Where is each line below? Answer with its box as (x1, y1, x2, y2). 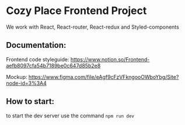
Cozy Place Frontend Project (6, 4, 147, 18)
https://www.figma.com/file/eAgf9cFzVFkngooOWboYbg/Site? (28, 73, 179, 80)
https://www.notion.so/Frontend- (70, 55, 150, 62)
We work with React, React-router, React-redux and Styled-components (6, 23, 179, 30)
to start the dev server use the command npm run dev (6, 112, 134, 119)
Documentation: (6, 40, 67, 50)
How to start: (6, 96, 54, 106)
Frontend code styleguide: (6, 55, 69, 62)
